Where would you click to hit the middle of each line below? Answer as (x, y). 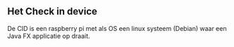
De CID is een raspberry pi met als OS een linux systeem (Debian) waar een (117, 28)
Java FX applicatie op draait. (49, 36)
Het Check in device (52, 12)
